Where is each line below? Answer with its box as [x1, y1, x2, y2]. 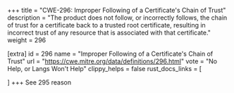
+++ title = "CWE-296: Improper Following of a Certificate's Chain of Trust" [7, 6, 226, 14]
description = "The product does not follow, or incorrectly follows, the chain [7, 13, 228, 22]
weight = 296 [7, 36, 47, 44]
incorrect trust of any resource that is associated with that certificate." [7, 28, 211, 37]
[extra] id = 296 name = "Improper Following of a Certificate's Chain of [7, 49, 214, 58]
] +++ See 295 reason [7, 78, 72, 87]
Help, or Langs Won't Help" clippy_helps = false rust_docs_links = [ [7, 65, 202, 73]
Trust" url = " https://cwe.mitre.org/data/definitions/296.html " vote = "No [7, 57, 217, 66]
